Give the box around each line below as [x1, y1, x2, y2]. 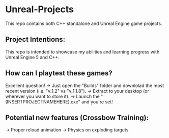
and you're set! [81, 98, 113, 105]
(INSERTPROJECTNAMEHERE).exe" [5, 98, 80, 105]
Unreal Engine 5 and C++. [5, 54, 60, 60]
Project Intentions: [5, 35, 65, 44]
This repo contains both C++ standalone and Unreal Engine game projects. [5, 20, 162, 26]
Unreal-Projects [5, 4, 74, 15]
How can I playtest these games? [5, 69, 113, 77]
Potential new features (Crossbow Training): [5, 113, 149, 122]
